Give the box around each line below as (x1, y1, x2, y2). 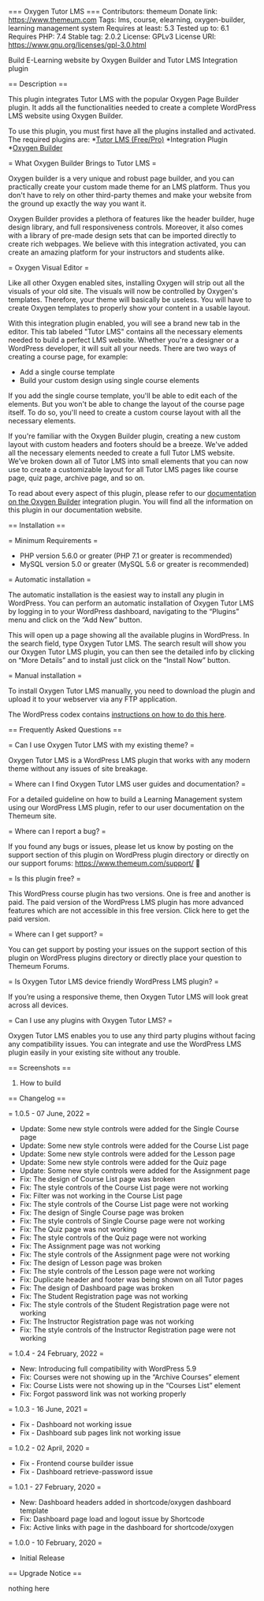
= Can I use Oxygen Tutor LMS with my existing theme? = (8, 740, 195, 750)
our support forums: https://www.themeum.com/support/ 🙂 (8, 858, 201, 868)
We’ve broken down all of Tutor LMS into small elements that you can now (8, 456, 248, 466)
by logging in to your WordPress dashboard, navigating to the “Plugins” (8, 607, 240, 616)
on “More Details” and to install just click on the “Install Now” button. (8, 656, 231, 665)
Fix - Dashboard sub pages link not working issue (19, 1428, 181, 1437)
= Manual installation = (8, 671, 83, 680)
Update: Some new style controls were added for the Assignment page (19, 1166, 251, 1175)
